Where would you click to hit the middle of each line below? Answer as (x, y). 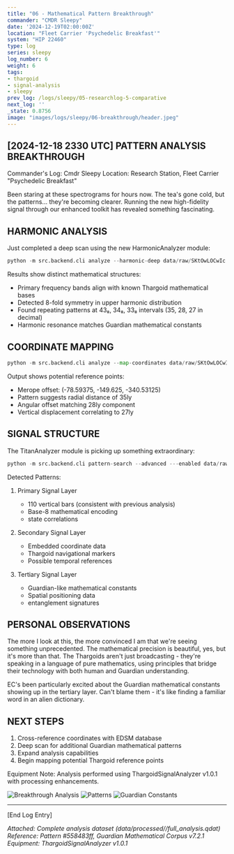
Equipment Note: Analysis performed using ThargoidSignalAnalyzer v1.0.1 (112, 774)
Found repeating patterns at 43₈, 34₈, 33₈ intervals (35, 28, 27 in (110, 310)
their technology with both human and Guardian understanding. (98, 671)
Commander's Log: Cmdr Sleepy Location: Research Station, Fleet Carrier (113, 174)
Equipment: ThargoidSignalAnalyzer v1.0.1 (68, 844)
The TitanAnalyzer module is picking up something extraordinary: (101, 450)
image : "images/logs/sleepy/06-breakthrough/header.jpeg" (93, 117)
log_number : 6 (28, 59)
